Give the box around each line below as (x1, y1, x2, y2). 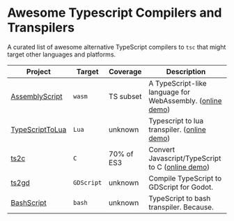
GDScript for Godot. (148, 182, 214, 192)
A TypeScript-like (148, 78, 207, 88)
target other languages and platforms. (7, 50, 116, 59)
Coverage (109, 66, 142, 76)
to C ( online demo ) (148, 162, 210, 172)
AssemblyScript (10, 91, 63, 101)
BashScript (10, 197, 47, 207)
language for (148, 87, 190, 97)
